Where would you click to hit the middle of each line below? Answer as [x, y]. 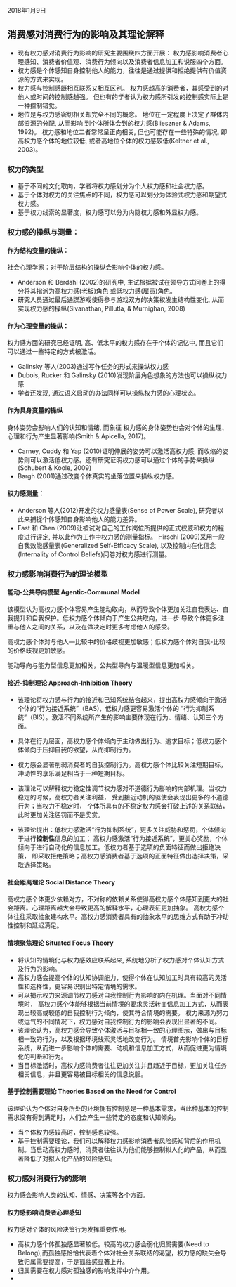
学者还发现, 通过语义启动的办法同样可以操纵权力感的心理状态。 [109, 393]
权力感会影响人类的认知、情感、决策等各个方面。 [78, 1195]
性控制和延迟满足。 [35, 925]
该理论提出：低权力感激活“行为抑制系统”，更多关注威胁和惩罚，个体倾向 [122, 830]
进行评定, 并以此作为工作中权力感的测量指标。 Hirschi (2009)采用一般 [124, 537]
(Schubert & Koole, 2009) [54, 468]
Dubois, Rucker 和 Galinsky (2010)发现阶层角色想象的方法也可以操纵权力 [122, 375]
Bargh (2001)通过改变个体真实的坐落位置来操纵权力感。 [98, 476]
